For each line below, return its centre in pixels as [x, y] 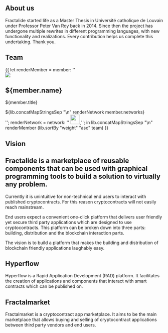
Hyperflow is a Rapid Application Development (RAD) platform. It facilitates [82, 276]
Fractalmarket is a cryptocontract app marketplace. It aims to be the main [81, 314]
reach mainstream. [25, 207]
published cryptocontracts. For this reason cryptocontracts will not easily [81, 202]
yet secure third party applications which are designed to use [68, 222]
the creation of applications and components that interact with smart [76, 281]
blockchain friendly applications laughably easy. [55, 248]
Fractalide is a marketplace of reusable [67, 161]
